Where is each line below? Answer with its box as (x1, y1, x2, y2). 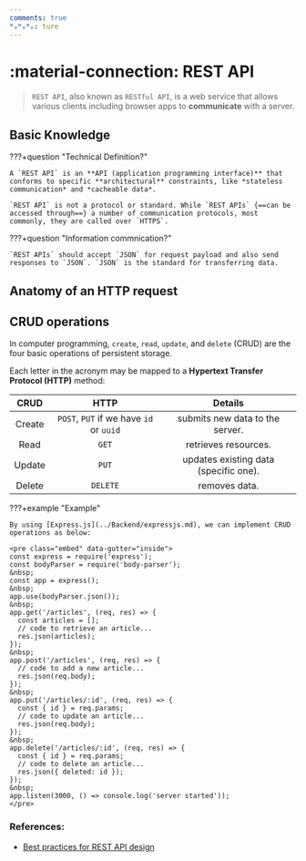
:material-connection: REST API (9, 61, 255, 82)
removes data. (198, 479, 260, 492)
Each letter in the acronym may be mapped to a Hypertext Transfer (9, 365, 264, 376)
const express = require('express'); (9, 552, 153, 561)
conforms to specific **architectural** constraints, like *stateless (9, 177, 283, 187)
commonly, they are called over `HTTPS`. (9, 217, 169, 226)
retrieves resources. (185, 438, 271, 451)
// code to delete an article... (17, 760, 145, 769)
